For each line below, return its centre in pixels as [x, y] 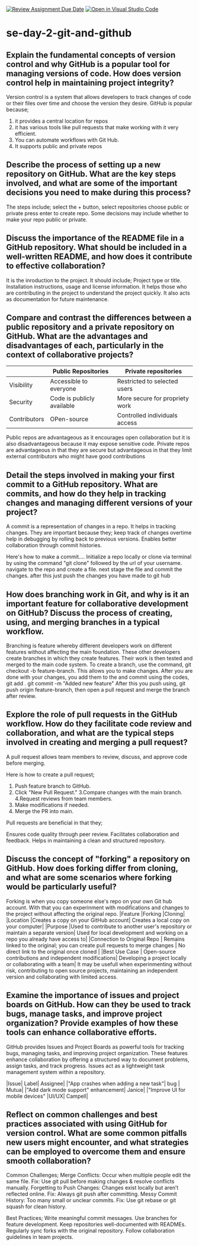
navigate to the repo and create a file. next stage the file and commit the [94, 570]
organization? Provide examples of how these [92, 1023]
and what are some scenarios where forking [89, 878]
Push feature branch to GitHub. [53, 786]
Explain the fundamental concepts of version [91, 55]
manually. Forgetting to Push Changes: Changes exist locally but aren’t [92, 1188]
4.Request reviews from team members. [63, 798]
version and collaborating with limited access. [62, 977]
